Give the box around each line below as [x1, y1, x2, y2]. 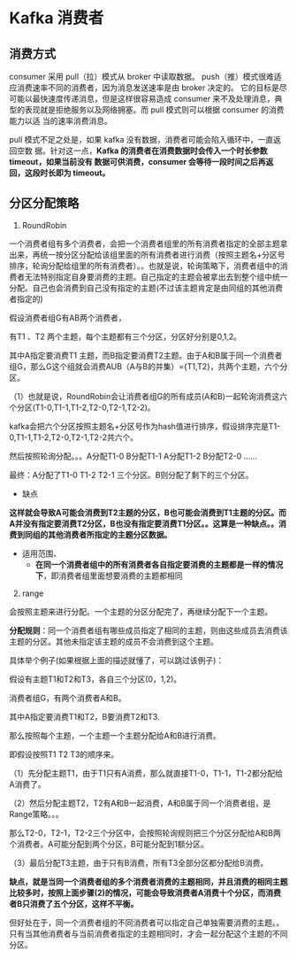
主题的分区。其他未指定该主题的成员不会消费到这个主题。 [9, 636, 218, 646]
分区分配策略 [9, 196, 80, 211]
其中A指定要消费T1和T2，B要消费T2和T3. [9, 711, 161, 722]
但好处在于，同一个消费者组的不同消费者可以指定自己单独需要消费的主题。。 [9, 917, 285, 928]
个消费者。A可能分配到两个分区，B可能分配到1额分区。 [9, 838, 209, 849]
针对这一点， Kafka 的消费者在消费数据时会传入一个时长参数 [49, 145, 268, 156]
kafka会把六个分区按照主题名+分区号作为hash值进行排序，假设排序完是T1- [9, 421, 281, 431]
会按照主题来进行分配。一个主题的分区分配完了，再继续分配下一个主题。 [9, 606, 272, 616]
